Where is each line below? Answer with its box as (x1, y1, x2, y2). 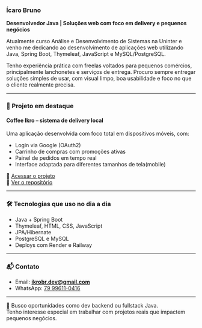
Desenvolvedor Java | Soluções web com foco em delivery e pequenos (6, 20, 187, 27)
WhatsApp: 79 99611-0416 (14, 285, 81, 292)
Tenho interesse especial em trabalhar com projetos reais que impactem (6, 308, 185, 315)
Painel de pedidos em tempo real (14, 154, 97, 162)
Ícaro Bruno (6, 6, 41, 14)
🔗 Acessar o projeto (6, 172, 55, 180)
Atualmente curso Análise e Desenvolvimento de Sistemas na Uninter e (6, 38, 182, 45)
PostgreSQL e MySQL (14, 235, 69, 242)
